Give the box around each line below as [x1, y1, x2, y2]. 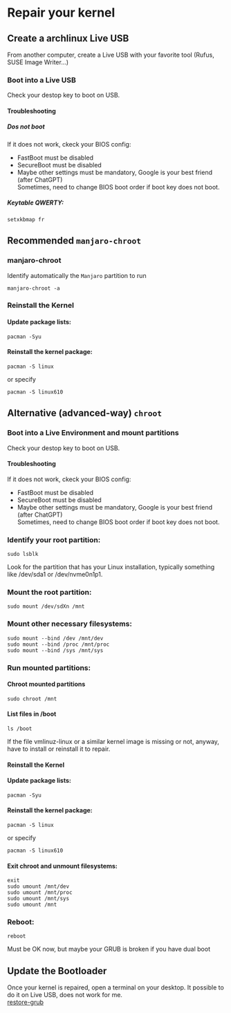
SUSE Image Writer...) [7, 58, 69, 66]
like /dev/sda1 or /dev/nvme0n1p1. [7, 570, 103, 579]
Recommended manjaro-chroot [7, 235, 142, 247]
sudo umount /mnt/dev [7, 883, 70, 890]
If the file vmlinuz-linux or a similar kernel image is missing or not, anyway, [7, 737, 220, 745]
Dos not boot [7, 122, 45, 131]
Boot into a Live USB [7, 75, 76, 84]
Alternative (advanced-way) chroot [7, 407, 163, 419]
